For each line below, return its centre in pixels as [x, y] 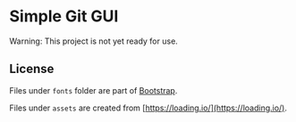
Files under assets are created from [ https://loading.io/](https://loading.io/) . [148, 108]
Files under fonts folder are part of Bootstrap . [93, 90]
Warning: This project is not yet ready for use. [94, 41]
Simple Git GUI [64, 16]
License [32, 69]
